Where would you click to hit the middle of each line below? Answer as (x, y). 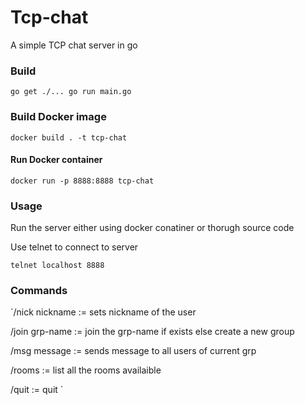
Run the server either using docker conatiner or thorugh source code (152, 228)
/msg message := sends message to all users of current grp (133, 351)
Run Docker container (56, 160)
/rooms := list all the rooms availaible (86, 370)
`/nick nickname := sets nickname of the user (103, 312)
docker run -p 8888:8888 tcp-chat (82, 181)
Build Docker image (58, 117)
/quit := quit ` (37, 390)
